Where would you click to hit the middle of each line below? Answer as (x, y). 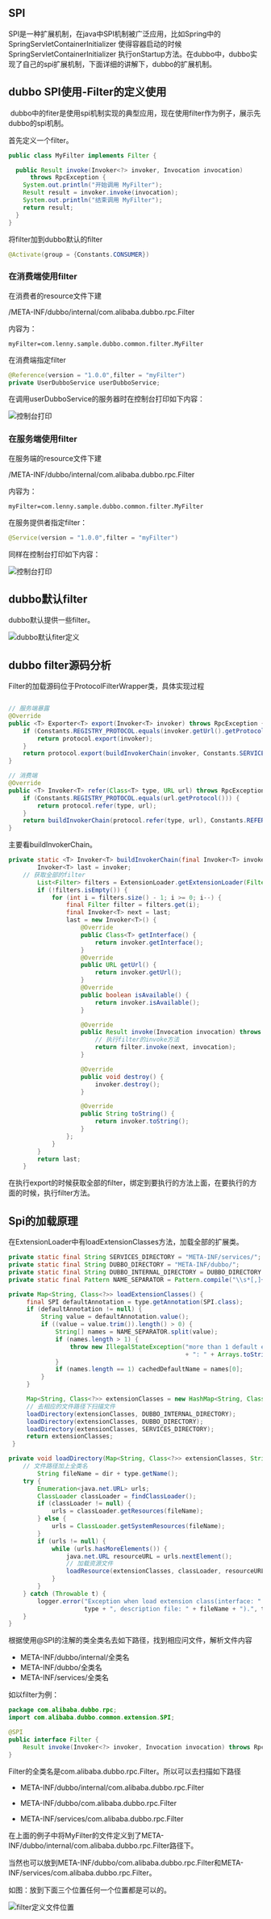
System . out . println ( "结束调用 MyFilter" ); (93, 200)
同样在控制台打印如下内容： (54, 554)
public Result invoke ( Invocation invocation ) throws (171, 1032)
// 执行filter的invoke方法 (137, 1040)
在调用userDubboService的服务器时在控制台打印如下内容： (107, 399)
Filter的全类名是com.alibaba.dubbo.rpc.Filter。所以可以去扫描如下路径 (125, 1771)
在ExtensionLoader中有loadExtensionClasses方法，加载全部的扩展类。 (126, 1242)
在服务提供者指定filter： (48, 522)
